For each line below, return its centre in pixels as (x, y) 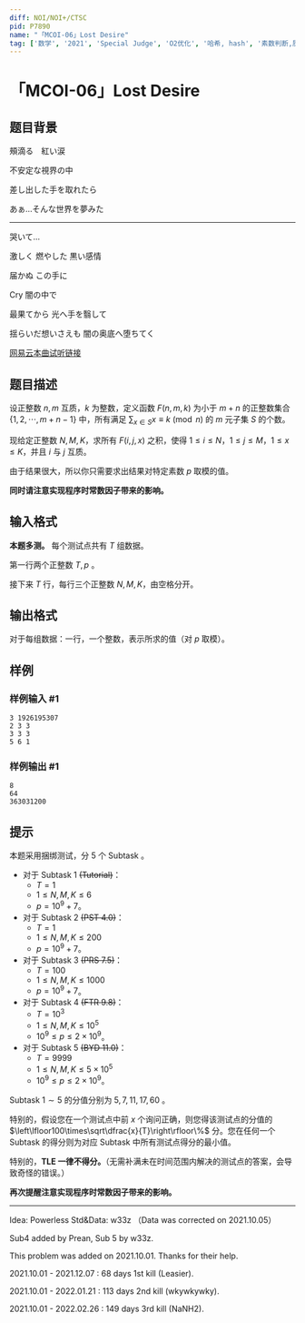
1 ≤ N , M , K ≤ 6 (64, 895)
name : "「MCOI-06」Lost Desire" (69, 35)
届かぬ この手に (39, 276)
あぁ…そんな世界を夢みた (57, 209)
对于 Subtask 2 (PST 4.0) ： (73, 917)
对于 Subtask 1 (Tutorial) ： (72, 875)
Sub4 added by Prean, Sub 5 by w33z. (82, 1237)
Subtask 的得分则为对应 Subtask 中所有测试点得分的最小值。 (123, 1142)
